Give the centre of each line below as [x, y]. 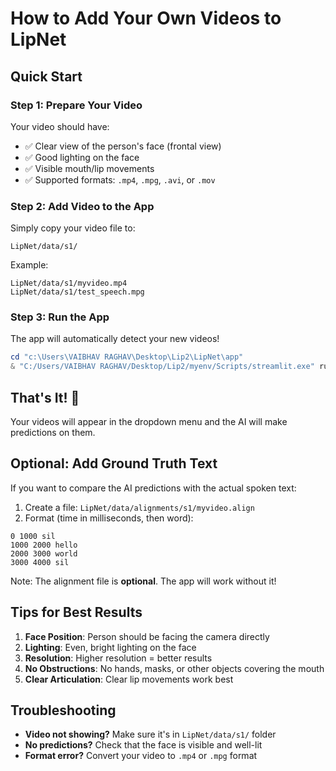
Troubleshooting [63, 710]
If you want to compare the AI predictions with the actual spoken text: [153, 488]
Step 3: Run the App [60, 317]
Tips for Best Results [76, 612]
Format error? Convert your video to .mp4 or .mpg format [141, 756]
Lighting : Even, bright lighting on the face [110, 647]
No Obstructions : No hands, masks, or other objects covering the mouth [174, 668]
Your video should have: [60, 126]
